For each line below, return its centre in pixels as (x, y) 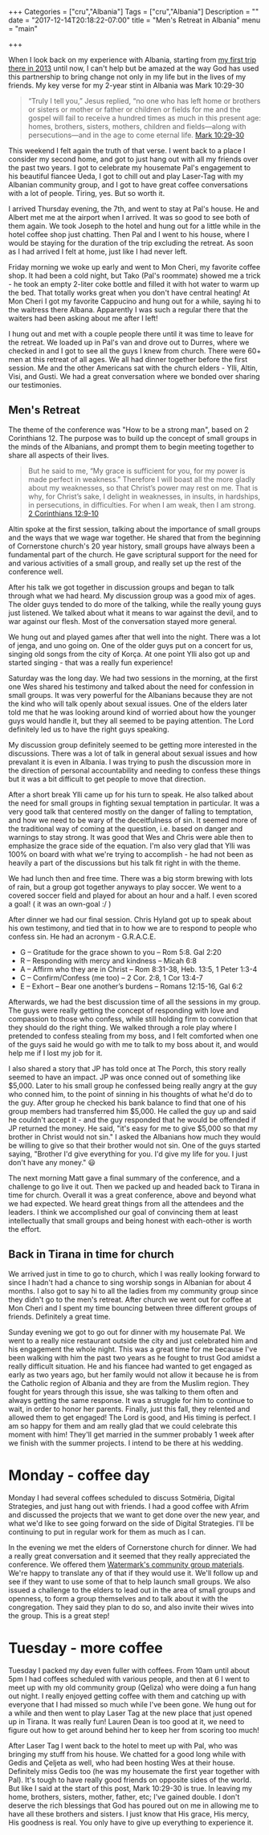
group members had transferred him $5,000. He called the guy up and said (132, 1111)
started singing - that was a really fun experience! (91, 663)
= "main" (23, 29)
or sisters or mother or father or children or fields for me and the (134, 109)
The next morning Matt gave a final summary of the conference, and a (124, 1178)
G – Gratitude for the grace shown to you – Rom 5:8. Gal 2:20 (121, 952)
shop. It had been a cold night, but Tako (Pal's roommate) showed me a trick (134, 275)
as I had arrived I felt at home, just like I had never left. (98, 251)
